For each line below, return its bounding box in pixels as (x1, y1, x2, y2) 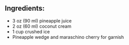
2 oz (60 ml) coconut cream (12, 23, 71, 29)
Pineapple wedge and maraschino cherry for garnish (12, 34, 124, 40)
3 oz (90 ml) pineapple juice (12, 17, 72, 24)
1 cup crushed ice (12, 28, 50, 35)
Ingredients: (5, 4, 45, 13)
